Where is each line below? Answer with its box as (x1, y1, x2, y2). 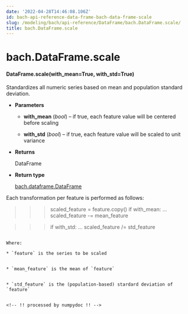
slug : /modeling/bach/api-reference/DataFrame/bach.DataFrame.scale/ (6, 20, 181, 25)
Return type (14, 171, 45, 178)
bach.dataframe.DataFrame (14, 183, 82, 190)
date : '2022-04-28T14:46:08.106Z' (6, 8, 92, 15)
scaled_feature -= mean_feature (50, 212, 128, 219)
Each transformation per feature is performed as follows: (6, 194, 144, 201)
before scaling (23, 119, 59, 126)
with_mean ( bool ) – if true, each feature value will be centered (23, 113, 176, 120)
